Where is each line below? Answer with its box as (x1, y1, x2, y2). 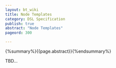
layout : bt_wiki (5, 7, 39, 12)
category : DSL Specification (5, 16, 65, 21)
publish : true (5, 21, 35, 26)
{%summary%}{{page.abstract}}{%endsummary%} (5, 48, 112, 54)
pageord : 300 (5, 30, 32, 35)
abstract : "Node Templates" (5, 26, 63, 31)
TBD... (5, 58, 18, 64)
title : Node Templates (5, 12, 52, 17)
